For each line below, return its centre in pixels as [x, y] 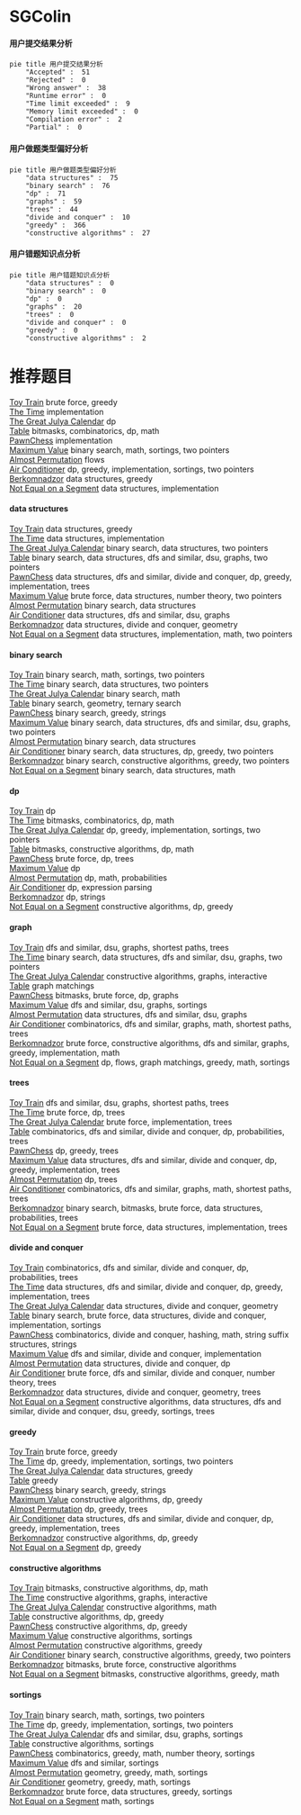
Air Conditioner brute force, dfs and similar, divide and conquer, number [142, 1373]
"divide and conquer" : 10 [78, 217]
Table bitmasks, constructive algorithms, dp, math [102, 849]
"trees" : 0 [50, 314]
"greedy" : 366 [56, 225]
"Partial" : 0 [54, 128]
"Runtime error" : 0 [66, 96]
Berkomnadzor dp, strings [58, 897]
